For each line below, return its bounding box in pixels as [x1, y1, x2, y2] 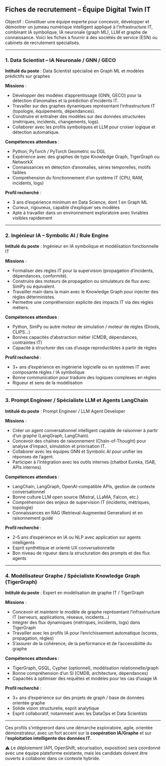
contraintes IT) [12, 339, 42, 345]
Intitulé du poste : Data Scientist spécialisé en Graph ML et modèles [5, 68, 144, 74]
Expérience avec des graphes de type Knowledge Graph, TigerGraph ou [12, 154, 160, 160]
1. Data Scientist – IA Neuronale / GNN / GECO [5, 56, 116, 63]
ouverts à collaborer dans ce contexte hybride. [5, 756, 100, 761]
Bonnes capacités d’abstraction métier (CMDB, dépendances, [12, 334, 138, 340]
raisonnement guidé [12, 515, 53, 521]
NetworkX [12, 159, 33, 165]
